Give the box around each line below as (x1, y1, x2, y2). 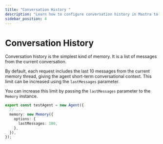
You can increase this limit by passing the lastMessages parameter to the (5, 88, 151, 94)
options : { (14, 116, 36, 121)
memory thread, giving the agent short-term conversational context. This (5, 73, 152, 79)
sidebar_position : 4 (5, 16, 47, 21)
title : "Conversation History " (5, 7, 71, 12)
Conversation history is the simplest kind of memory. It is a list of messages (5, 53, 157, 59)
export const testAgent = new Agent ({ (5, 103, 84, 108)
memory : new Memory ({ (9, 112, 54, 117)
